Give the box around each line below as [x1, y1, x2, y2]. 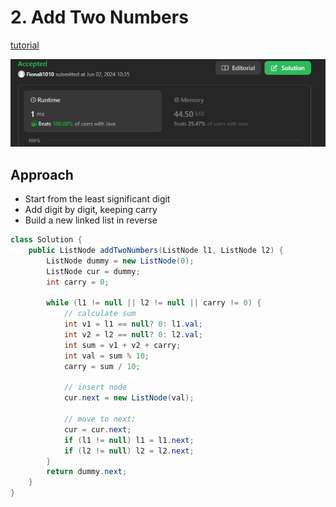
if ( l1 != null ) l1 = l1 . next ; [63, 435, 195, 445]
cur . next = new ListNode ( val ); [63, 393, 195, 403]
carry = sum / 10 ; [63, 361, 141, 371]
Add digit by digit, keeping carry [24, 204, 158, 216]
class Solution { [10, 235, 83, 245]
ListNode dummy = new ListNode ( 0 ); [46, 256, 195, 266]
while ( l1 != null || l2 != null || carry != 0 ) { [46, 298, 262, 308]
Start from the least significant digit [24, 193, 171, 205]
